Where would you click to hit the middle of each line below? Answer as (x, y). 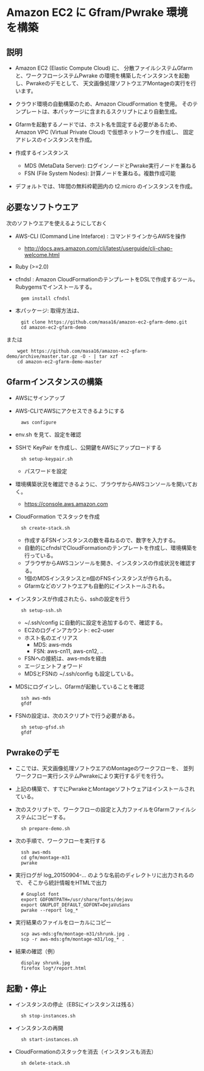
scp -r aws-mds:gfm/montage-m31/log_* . (73, 939)
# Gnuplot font (40, 895)
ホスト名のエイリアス (51, 638)
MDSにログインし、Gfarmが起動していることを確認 (80, 687)
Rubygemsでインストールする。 (55, 287)
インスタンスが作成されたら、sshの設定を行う (73, 599)
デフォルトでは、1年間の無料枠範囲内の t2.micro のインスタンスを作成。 (105, 186)
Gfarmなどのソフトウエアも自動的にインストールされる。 (96, 586)
